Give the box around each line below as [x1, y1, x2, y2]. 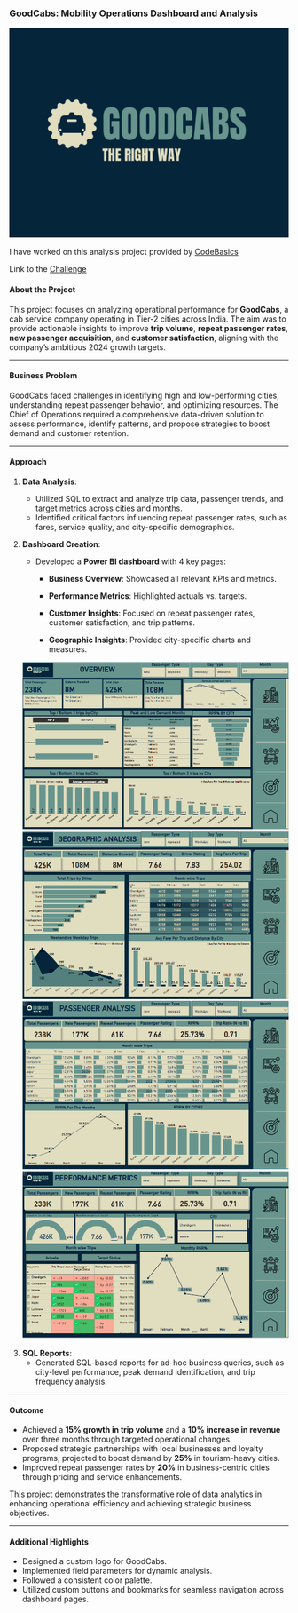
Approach [9, 457, 47, 467]
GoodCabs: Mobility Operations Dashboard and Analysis [9, 7, 259, 20]
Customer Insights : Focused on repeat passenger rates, [48, 608, 255, 618]
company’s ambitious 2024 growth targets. [9, 341, 166, 353]
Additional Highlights [9, 1536, 89, 1547]
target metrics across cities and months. [35, 503, 184, 513]
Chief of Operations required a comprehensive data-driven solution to [9, 409, 264, 419]
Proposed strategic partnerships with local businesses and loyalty [21, 1443, 263, 1454]
